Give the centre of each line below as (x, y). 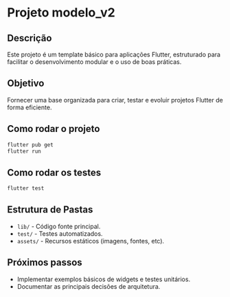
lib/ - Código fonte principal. (59, 226)
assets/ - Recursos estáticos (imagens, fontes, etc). (91, 241)
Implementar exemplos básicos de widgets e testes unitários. (104, 279)
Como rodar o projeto (54, 129)
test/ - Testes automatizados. (60, 233)
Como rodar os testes (54, 172)
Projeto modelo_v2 (61, 13)
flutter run (24, 151)
